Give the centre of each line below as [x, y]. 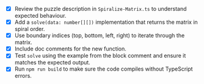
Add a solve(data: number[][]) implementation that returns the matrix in [106, 22]
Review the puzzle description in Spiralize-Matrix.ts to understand [100, 9]
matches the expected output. [53, 63]
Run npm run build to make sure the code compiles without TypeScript [104, 69]
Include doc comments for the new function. [70, 49]
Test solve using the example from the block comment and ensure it [100, 56]
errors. [23, 76]
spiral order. [30, 29]
